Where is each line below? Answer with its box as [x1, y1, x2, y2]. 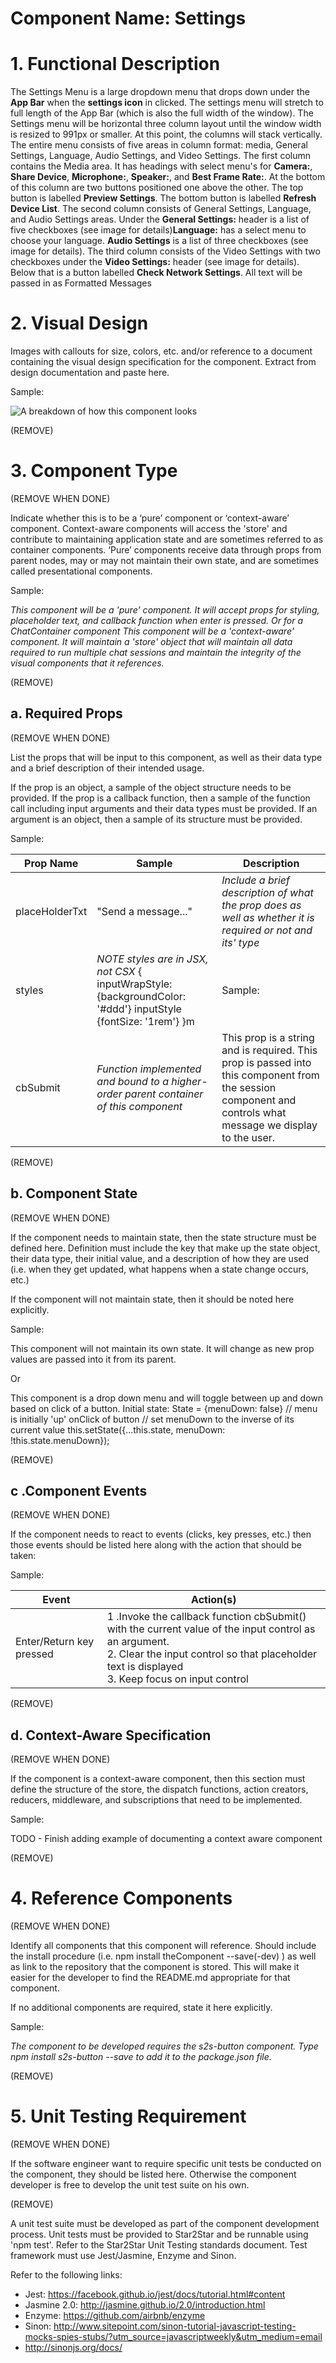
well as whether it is [221, 910, 315, 924]
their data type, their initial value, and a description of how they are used [10, 1252, 310, 1264]
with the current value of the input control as [106, 1622, 316, 1636]
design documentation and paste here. [10, 367, 170, 379]
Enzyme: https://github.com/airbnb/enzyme [24, 2310, 206, 2322]
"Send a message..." [96, 904, 193, 918]
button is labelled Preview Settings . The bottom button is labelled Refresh [10, 192, 317, 204]
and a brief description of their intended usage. [10, 762, 205, 774]
